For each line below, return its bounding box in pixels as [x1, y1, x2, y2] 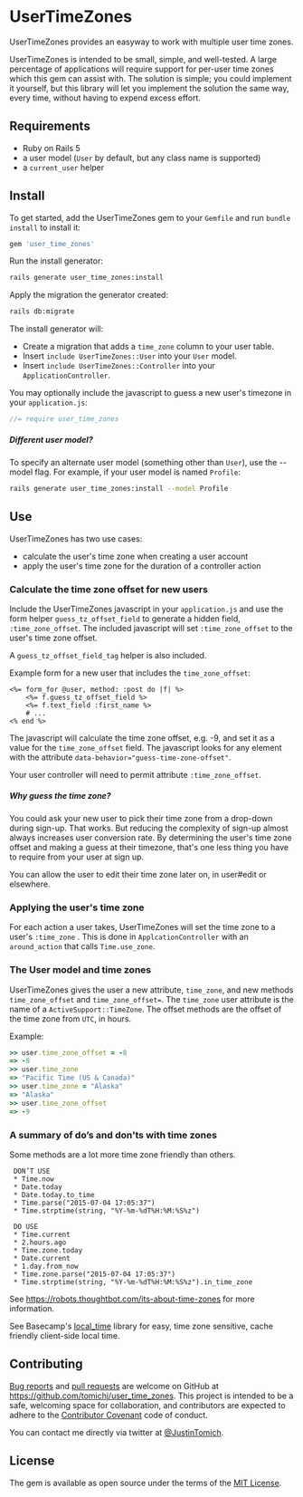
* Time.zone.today [13, 1245, 83, 1255]
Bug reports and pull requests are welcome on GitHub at [9, 1380, 220, 1391]
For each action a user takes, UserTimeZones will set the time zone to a [9, 922, 276, 933]
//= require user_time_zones [9, 415, 119, 424]
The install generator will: [9, 323, 104, 334]
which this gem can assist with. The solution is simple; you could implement [9, 72, 292, 83]
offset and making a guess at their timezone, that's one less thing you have [9, 841, 289, 852]
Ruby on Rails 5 [22, 142, 81, 153]
